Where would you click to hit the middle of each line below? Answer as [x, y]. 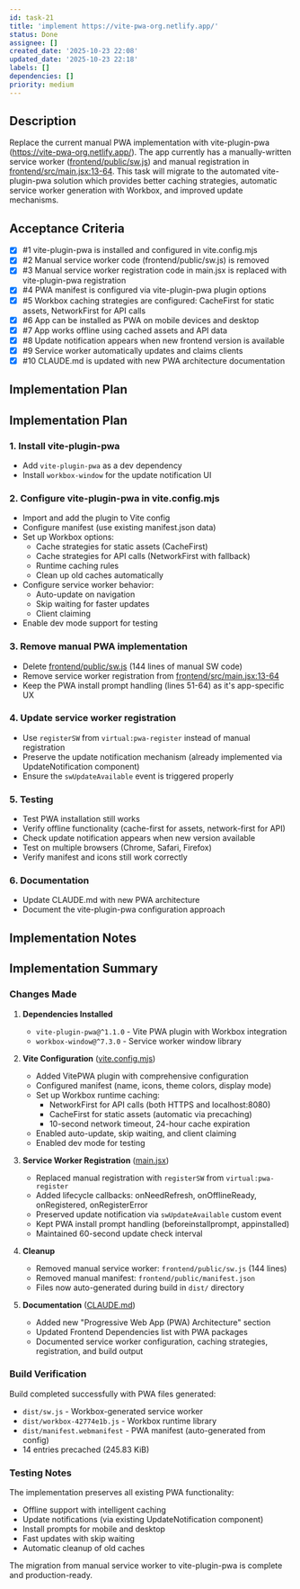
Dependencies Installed [68, 1014]
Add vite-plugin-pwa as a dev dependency [102, 465]
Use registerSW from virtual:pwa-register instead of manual [136, 737]
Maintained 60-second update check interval [119, 1233]
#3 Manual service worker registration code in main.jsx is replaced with [154, 270]
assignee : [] [34, 43]
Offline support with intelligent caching [94, 1510]
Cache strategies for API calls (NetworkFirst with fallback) [143, 556]
